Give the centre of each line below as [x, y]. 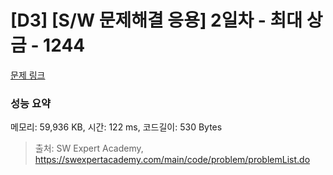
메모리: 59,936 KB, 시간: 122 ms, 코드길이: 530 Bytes [116, 127]
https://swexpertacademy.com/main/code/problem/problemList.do [172, 160]
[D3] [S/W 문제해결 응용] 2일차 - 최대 [156, 20]
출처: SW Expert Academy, [89, 148]
